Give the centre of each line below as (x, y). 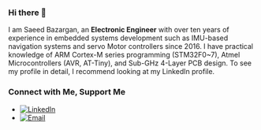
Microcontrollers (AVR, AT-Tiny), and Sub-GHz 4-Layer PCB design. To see (130, 63)
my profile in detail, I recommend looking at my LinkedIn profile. (112, 72)
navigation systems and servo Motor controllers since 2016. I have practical (131, 46)
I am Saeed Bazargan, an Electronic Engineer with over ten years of (119, 30)
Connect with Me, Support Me (67, 92)
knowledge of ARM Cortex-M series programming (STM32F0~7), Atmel (124, 55)
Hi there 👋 (28, 13)
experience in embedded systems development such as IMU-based (118, 38)
